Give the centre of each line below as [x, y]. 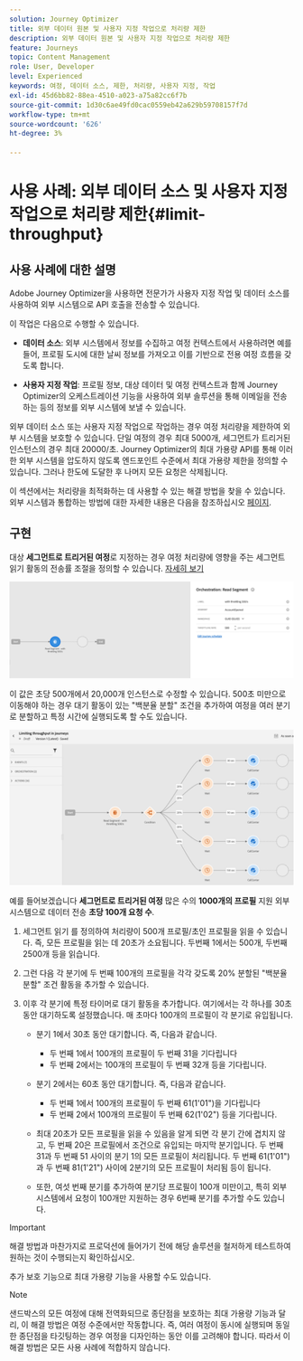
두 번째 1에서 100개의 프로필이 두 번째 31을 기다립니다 [143, 1053]
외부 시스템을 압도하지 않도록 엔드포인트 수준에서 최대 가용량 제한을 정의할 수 [153, 460]
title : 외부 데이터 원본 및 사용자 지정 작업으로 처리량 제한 [108, 28]
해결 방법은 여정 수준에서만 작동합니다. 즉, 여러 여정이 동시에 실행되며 [151, 1324]
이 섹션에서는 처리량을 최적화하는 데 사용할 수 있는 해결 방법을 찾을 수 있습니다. [147, 491]
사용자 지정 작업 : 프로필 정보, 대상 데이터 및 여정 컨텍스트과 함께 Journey [150, 385]
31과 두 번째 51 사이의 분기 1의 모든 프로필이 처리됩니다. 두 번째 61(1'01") [163, 1156]
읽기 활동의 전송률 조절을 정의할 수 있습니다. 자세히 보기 [107, 568]
